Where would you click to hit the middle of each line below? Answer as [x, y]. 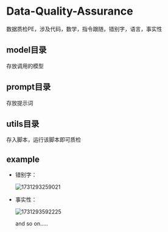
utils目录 [23, 124]
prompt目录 [29, 87]
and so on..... [31, 223]
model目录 [26, 50]
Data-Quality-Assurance [70, 11]
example [23, 159]
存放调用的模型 [25, 66]
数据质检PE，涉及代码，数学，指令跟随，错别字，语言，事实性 [84, 29]
